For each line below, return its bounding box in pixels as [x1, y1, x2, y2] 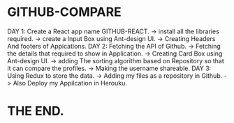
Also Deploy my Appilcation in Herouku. [13, 79, 128, 87]
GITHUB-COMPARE [7, 4, 122, 20]
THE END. [7, 104, 64, 119]
